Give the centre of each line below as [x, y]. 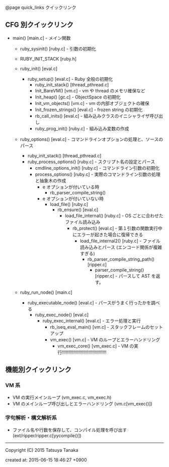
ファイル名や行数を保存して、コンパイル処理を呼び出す [70, 430]
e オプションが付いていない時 [73, 198]
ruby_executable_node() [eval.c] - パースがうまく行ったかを [89, 302]
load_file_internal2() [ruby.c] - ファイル [120, 241]
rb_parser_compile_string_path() [121, 259]
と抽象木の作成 [51, 180]
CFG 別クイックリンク [39, 25]
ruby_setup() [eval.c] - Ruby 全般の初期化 [70, 79]
